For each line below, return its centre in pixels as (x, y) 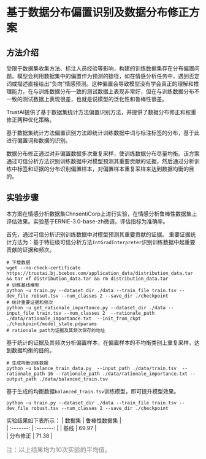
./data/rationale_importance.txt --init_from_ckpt (74, 318)
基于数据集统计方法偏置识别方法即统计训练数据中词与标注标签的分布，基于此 (103, 133)
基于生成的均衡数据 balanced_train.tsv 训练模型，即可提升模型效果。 (93, 391)
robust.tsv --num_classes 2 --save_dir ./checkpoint (100, 408)
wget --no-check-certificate (44, 268)
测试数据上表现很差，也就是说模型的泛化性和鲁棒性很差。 (95, 99)
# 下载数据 (18, 262)
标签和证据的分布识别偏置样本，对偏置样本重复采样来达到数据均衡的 (103, 169)
